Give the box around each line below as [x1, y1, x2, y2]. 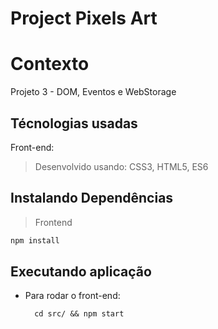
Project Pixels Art [10, 7, 158, 30]
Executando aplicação [10, 263, 152, 281]
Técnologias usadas [10, 115, 138, 132]
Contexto [10, 53, 90, 76]
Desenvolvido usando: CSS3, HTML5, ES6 [34, 160, 209, 172]
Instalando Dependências [10, 190, 174, 207]
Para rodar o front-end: [24, 290, 121, 302]
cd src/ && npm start [34, 309, 125, 319]
